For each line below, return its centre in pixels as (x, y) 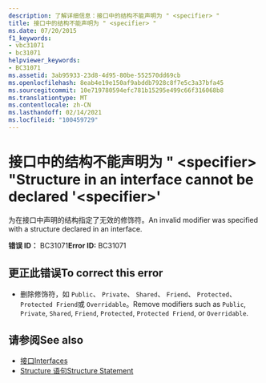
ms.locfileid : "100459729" (53, 120)
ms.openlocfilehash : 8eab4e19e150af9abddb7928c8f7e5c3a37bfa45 (116, 83)
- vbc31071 (26, 46)
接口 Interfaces (44, 361)
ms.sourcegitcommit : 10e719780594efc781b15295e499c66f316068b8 (116, 90)
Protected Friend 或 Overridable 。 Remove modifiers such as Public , (133, 304)
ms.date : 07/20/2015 (43, 30)
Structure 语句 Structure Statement (77, 371)
